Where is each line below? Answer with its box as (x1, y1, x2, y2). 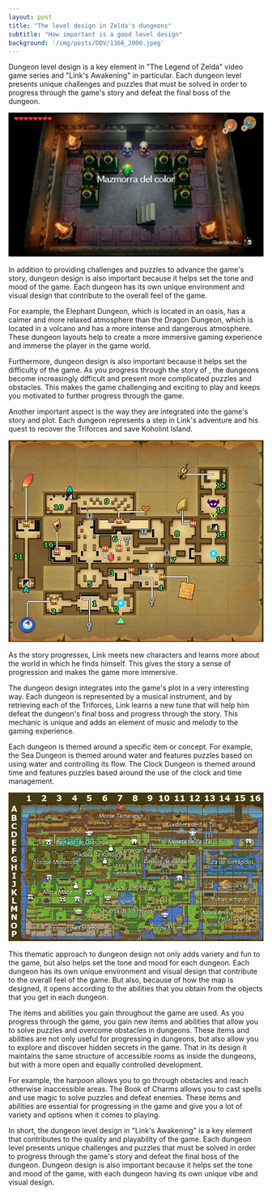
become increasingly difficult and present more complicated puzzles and (8, 373, 253, 383)
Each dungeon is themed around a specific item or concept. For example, (8, 742, 253, 752)
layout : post (8, 13, 53, 21)
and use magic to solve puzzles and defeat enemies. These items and (8, 1092, 241, 1103)
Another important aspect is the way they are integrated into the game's (8, 406, 249, 416)
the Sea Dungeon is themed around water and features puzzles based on (8, 750, 253, 760)
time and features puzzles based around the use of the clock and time (8, 767, 243, 778)
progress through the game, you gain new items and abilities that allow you (8, 1017, 259, 1026)
